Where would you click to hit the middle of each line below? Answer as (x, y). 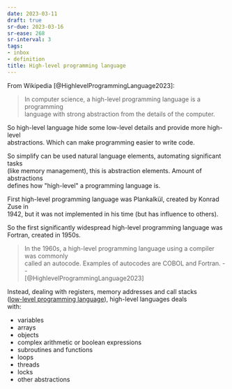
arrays (26, 327)
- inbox (18, 53)
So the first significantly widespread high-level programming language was (115, 227)
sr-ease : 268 (26, 33)
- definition (26, 59)
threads (28, 365)
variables (30, 320)
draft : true (24, 20)
